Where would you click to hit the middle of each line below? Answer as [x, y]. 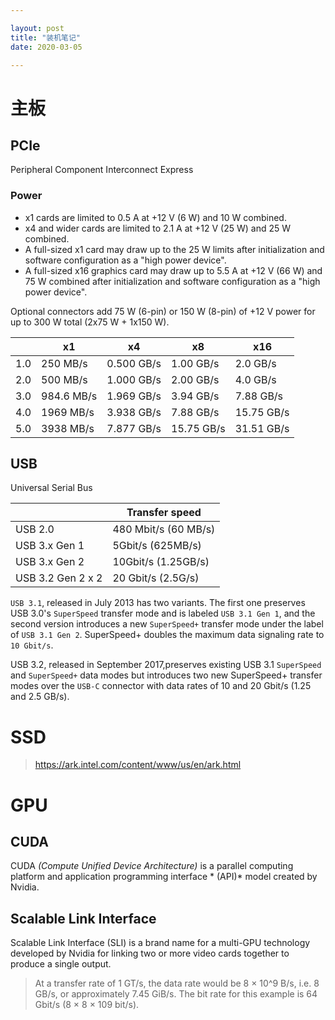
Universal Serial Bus [51, 488]
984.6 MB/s [69, 396]
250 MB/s [64, 363]
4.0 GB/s [255, 379]
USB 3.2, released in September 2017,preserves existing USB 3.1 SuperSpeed [166, 665]
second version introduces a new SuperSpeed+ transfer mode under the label [167, 624]
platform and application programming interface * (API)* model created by [164, 877]
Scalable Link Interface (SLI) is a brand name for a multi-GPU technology [160, 943]
